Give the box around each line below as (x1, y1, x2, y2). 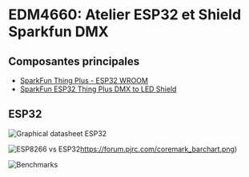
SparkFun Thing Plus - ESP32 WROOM (19, 76, 148, 85)
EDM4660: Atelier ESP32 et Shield (8, 6, 242, 24)
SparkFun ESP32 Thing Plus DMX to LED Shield (19, 84, 177, 94)
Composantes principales (8, 54, 140, 68)
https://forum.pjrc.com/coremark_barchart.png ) (79, 144, 238, 154)
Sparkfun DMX (8, 22, 110, 41)
